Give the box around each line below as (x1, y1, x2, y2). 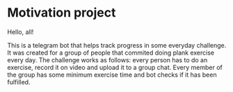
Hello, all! (7, 28, 34, 36)
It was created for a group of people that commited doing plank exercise (7, 48, 214, 57)
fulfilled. (7, 77, 31, 86)
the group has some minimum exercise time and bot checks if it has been (7, 71, 217, 79)
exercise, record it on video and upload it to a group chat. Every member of (7, 63, 223, 71)
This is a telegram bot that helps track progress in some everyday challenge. (7, 41, 227, 49)
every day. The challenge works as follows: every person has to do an (7, 55, 208, 64)
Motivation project (7, 5, 116, 21)
